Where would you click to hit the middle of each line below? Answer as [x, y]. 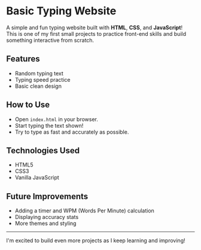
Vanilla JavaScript [37, 178]
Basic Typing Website [61, 11]
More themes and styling [45, 223]
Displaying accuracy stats [47, 217]
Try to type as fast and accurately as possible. [72, 132]
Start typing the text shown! [49, 125]
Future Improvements [47, 196]
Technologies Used [43, 150]
